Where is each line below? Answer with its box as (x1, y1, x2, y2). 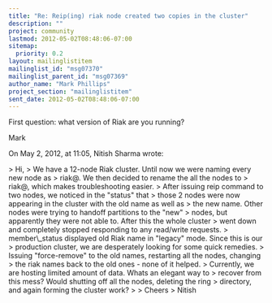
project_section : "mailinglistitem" (8, 87, 132, 96)
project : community (8, 27, 75, 35)
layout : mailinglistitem (8, 58, 93, 66)
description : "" (8, 19, 63, 28)
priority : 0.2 (15, 50, 63, 58)
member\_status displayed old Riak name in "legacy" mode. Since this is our (8, 233, 263, 244)
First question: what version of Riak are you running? (8, 117, 185, 127)
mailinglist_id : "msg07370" (8, 65, 104, 73)
